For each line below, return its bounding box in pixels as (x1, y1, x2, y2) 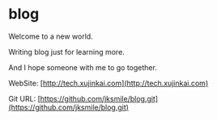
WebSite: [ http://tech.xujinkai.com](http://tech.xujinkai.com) (8, 78, 209, 88)
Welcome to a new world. (8, 31, 93, 41)
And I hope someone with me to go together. (8, 62, 158, 72)
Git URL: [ (8, 93, 40, 103)
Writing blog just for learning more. (8, 47, 126, 56)
